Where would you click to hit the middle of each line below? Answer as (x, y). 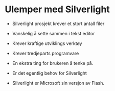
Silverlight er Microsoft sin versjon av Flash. (58, 83)
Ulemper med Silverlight (57, 9)
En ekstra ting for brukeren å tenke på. (53, 63)
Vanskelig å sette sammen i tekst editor (53, 33)
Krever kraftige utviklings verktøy (47, 43)
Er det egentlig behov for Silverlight (50, 73)
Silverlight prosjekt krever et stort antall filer (58, 24)
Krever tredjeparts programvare (45, 53)
